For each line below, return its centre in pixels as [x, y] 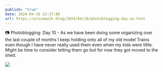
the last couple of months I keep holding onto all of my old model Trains [77, 40]
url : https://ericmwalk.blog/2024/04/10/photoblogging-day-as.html [75, 18]
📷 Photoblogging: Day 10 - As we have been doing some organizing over [79, 33]
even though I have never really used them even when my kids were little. [79, 45]
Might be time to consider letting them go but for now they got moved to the [81, 50]
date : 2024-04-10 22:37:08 [33, 14]
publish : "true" [22, 9]
